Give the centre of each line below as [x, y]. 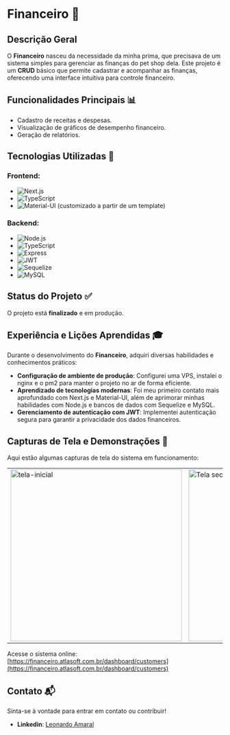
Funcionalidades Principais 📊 [72, 100]
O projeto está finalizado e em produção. [66, 313]
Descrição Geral [42, 39]
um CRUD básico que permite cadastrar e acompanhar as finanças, [102, 70]
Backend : [23, 223]
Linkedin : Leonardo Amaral [55, 725]
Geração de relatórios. [49, 135]
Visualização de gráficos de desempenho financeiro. [91, 127]
